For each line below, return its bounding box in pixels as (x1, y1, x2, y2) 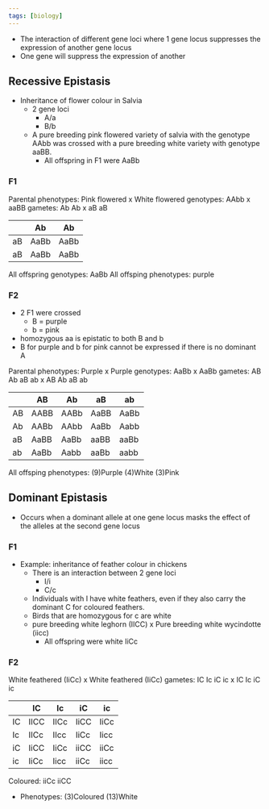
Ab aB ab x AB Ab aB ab (8, 375, 89, 385)
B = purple (31, 316, 68, 327)
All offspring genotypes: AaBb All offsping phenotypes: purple (8, 269, 215, 279)
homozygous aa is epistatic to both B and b (19, 334, 163, 344)
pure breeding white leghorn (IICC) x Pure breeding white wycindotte (31, 619, 262, 629)
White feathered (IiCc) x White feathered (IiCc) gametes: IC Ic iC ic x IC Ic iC (8, 675, 261, 685)
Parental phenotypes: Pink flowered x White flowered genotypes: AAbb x (8, 194, 251, 204)
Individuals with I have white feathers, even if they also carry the (31, 594, 246, 603)
